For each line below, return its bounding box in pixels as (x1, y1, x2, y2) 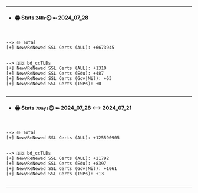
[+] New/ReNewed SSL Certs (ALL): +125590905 (6, 135, 120, 141)
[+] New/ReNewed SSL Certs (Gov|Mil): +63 (6, 76, 112, 82)
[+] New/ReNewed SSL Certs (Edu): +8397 (6, 161, 107, 167)
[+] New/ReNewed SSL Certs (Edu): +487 (6, 71, 104, 76)
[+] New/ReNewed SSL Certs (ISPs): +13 (6, 171, 104, 177)
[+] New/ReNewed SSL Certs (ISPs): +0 (6, 81, 101, 87)
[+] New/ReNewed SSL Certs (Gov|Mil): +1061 (6, 166, 117, 172)
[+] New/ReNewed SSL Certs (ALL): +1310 (6, 65, 107, 71)
